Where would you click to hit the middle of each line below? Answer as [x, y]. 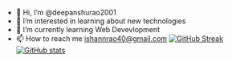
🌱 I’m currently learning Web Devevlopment [88, 29]
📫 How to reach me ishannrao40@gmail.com [91, 39]
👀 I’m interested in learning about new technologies [101, 21]
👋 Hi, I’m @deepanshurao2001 [66, 12]
